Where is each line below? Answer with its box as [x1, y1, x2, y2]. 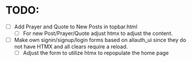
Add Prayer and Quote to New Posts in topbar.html [14, 23, 137, 30]
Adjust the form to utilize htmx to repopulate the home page [23, 50, 169, 57]
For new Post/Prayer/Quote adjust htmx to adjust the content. [23, 30, 173, 37]
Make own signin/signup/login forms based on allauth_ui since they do [14, 37, 187, 44]
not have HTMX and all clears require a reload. [14, 43, 128, 50]
